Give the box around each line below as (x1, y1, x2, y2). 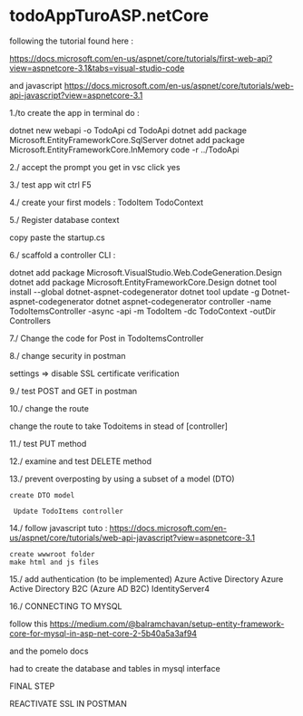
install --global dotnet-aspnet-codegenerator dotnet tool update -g (9, 286, 260, 297)
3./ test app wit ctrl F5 (9, 179, 93, 190)
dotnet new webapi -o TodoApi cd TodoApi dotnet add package (9, 124, 248, 136)
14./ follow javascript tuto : (9, 522, 108, 533)
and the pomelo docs (9, 645, 89, 656)
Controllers (9, 314, 52, 326)
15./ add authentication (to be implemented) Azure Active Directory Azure (9, 573, 284, 585)
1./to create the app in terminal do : (9, 107, 140, 118)
